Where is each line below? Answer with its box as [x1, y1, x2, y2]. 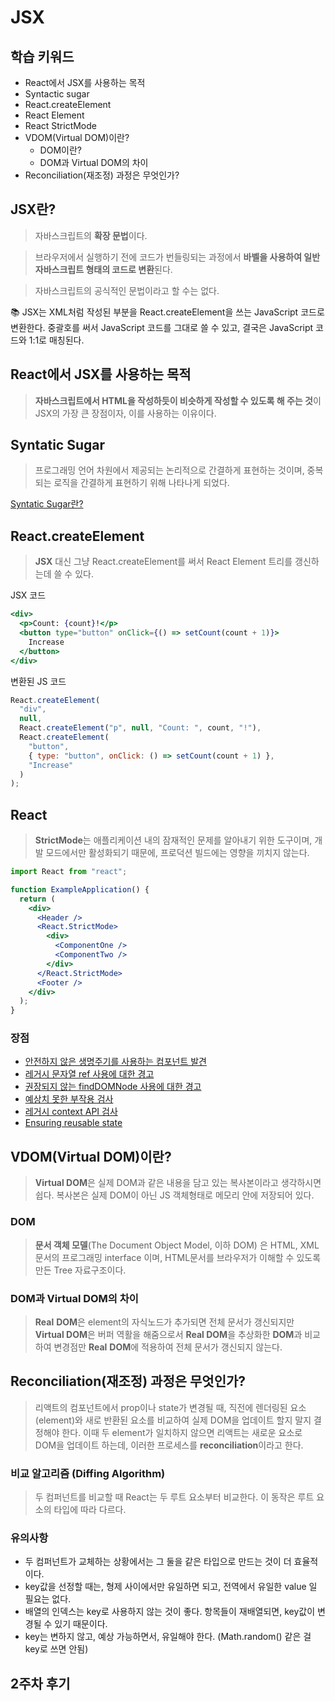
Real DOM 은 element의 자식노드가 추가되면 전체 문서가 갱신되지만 [34, 1316, 295, 1328]
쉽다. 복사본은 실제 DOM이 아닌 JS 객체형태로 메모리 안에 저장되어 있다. [34, 1189, 315, 1201]
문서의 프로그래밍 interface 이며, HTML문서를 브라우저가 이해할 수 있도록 [34, 1251, 322, 1263]
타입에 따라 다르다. [53, 1504, 127, 1515]
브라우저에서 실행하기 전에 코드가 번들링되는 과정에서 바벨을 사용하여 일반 [34, 251, 321, 263]
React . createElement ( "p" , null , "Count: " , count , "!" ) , [19, 723, 262, 733]
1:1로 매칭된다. [28, 334, 85, 346]
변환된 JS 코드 [10, 675, 67, 687]
